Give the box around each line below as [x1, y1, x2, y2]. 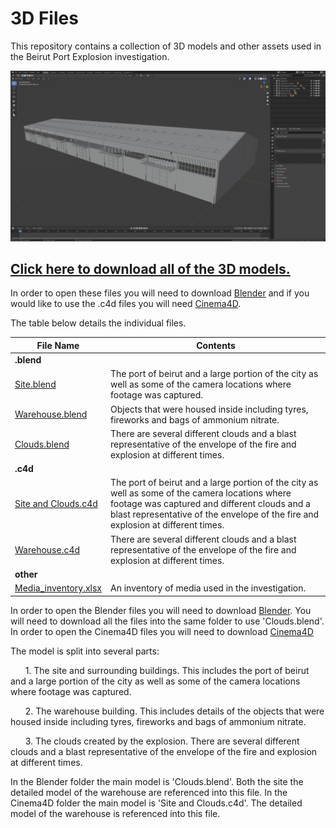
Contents [196, 339, 236, 351]
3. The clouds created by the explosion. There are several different [24, 735, 300, 747]
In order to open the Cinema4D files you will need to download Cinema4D [10, 625, 314, 637]
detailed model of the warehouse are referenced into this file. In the [10, 786, 288, 798]
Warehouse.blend [14, 408, 88, 421]
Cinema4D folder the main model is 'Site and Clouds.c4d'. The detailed [10, 797, 303, 809]
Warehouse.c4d [14, 543, 81, 556]
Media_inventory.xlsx [14, 582, 102, 594]
